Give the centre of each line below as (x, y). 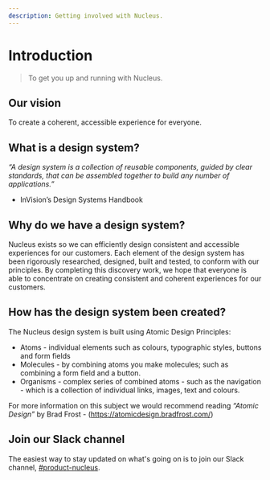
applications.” (31, 184)
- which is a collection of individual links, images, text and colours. (130, 390)
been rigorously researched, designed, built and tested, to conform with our (134, 261)
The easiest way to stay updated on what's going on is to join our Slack (126, 458)
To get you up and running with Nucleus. (95, 78)
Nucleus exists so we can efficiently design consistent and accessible (124, 244)
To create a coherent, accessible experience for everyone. (105, 122)
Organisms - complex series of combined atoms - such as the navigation (140, 381)
